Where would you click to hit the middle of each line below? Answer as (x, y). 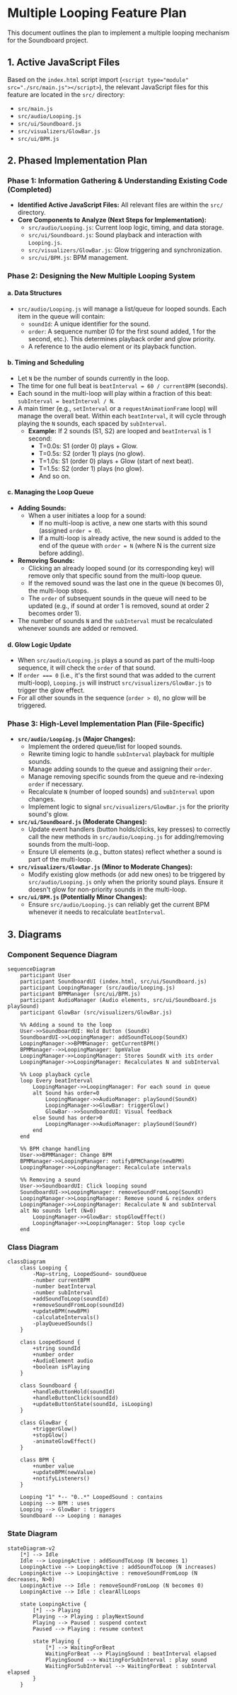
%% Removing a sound (50, 1180)
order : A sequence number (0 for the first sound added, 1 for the (122, 331)
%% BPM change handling (55, 1149)
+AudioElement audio (63, 1361)
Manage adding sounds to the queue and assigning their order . (120, 769)
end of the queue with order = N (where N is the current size (127, 545)
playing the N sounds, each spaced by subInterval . (92, 423)
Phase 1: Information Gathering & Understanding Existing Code (117, 181)
